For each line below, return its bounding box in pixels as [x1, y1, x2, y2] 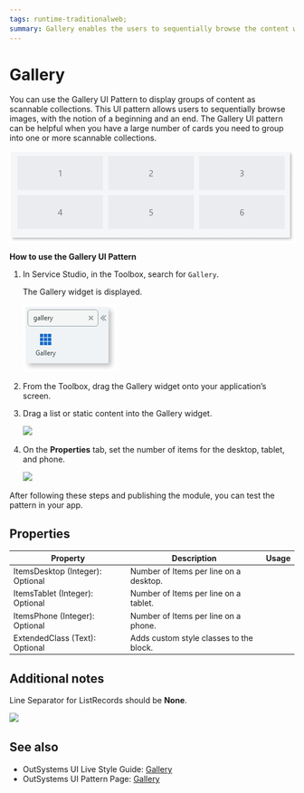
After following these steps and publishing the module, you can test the [9, 490, 275, 502]
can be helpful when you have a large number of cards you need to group [9, 123, 284, 134]
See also [9, 740, 59, 755]
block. [129, 642, 154, 653]
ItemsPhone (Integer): [13, 610, 95, 621]
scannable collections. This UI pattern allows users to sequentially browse [9, 104, 286, 115]
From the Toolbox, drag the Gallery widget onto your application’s [22, 381, 267, 392]
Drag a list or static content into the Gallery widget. [22, 408, 213, 419]
